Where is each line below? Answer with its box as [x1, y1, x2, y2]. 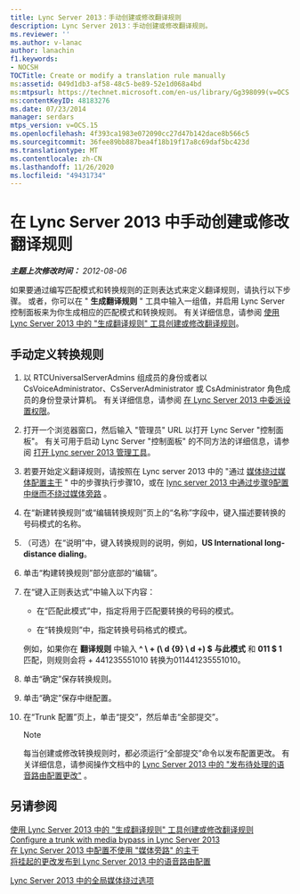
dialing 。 [58, 548, 93, 559]
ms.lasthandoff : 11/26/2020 [10, 163, 115, 171]
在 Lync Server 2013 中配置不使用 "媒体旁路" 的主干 [10, 845, 199, 856]
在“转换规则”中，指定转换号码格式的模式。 [36, 624, 192, 635]
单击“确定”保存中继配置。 [22, 693, 117, 703]
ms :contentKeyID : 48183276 [10, 96, 110, 105]
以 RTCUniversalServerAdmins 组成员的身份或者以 [22, 372, 207, 382]
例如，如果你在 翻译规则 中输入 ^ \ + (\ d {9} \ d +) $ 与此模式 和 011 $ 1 [22, 644, 283, 654]
